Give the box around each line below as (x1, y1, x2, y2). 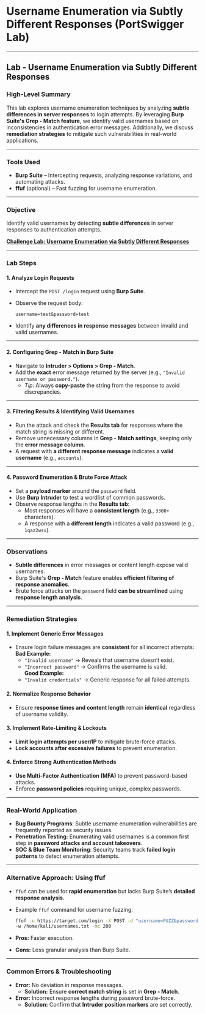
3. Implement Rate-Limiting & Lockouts (6, 724, 107, 732)
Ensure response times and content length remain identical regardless (15, 704, 196, 711)
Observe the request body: (15, 299, 84, 307)
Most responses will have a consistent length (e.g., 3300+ (24, 506, 170, 514)
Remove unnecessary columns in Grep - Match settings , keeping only (15, 434, 192, 441)
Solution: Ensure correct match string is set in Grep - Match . (24, 988, 180, 995)
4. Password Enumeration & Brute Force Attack (6, 473, 128, 481)
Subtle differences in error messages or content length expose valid (15, 561, 188, 569)
